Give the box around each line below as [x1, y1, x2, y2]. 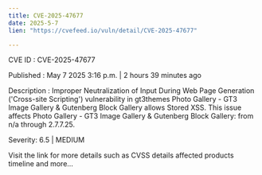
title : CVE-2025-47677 [8, 11, 84, 20]
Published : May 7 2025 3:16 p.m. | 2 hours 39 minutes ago [8, 71, 201, 80]
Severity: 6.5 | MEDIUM [8, 135, 85, 145]
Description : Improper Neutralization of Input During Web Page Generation [8, 86, 255, 95]
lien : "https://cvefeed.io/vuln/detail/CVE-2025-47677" [8, 26, 197, 34]
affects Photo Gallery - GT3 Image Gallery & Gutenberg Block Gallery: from [8, 111, 254, 121]
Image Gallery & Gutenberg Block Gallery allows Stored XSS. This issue [8, 103, 242, 112]
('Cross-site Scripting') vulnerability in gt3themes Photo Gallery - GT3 [8, 95, 237, 104]
